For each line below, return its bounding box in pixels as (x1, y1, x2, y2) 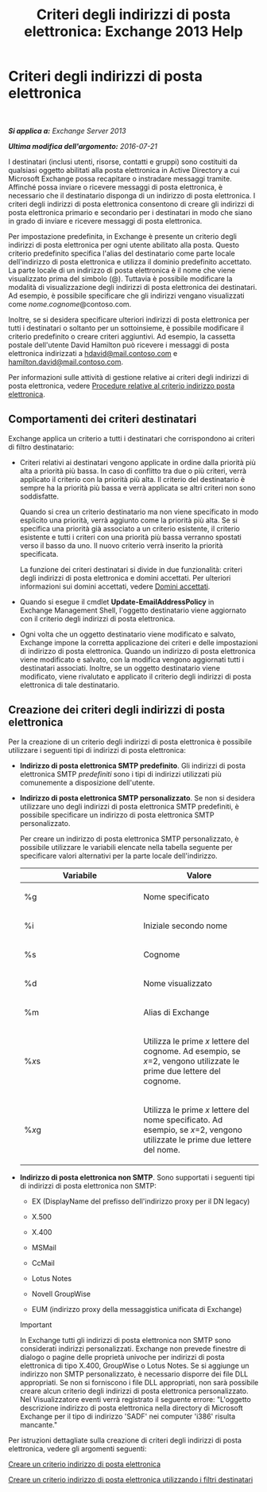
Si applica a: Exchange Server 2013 (8, 126, 126, 135)
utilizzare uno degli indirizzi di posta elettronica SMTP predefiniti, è (19, 801, 240, 811)
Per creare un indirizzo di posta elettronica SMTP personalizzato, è (19, 834, 240, 844)
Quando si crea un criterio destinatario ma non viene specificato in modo (19, 507, 259, 516)
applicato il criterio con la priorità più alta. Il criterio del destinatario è (19, 474, 246, 484)
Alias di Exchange (142, 1006, 210, 1017)
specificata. (19, 549, 59, 558)
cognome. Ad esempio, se (142, 1045, 241, 1056)
